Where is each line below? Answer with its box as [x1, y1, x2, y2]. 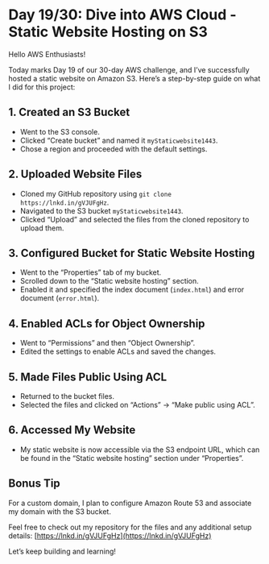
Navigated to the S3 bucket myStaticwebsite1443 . [19, 205, 184, 215]
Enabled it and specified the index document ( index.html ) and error [19, 284, 245, 295]
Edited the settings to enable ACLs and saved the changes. [19, 346, 216, 356]
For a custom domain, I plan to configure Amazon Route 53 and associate [8, 498, 252, 508]
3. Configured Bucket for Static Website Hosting [8, 246, 255, 259]
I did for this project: [8, 82, 76, 92]
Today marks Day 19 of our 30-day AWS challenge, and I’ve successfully [8, 64, 250, 74]
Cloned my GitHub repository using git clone [19, 189, 172, 198]
